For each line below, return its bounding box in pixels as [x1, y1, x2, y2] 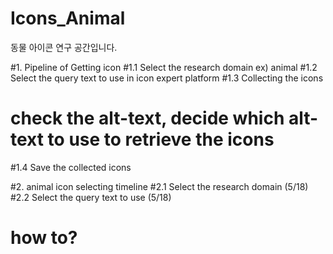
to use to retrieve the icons [47, 128, 275, 151]
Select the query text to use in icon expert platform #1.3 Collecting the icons [10, 72, 324, 84]
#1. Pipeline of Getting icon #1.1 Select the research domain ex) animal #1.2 [10, 61, 318, 73]
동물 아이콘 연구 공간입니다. [10, 41, 118, 53]
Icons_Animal [10, 7, 126, 30]
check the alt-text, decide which [10, 107, 285, 130]
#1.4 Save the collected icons [10, 161, 132, 173]
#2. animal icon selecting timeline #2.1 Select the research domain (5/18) [10, 180, 309, 192]
